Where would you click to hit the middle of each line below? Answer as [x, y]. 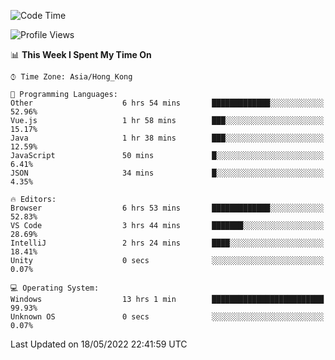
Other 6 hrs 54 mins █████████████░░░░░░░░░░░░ [167, 103]
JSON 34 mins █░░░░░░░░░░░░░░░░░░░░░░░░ [167, 173]
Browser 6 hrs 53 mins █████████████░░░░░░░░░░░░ [167, 208]
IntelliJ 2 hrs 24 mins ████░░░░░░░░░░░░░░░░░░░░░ [167, 243]
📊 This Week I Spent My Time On [81, 54]
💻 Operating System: [55, 288]
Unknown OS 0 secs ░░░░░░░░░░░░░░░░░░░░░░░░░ [167, 317]
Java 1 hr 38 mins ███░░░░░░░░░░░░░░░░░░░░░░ [167, 138]
